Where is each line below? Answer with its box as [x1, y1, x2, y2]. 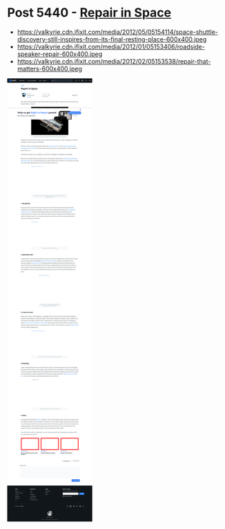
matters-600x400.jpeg [17, 64, 83, 73]
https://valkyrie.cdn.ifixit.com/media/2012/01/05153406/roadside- [17, 42, 205, 51]
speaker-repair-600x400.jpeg [17, 50, 103, 58]
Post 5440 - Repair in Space [7, 5, 172, 21]
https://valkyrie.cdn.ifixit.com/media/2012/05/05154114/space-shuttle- [17, 28, 219, 36]
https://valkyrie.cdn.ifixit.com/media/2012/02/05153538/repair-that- [17, 57, 211, 65]
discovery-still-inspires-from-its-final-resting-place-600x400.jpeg [17, 35, 207, 43]
